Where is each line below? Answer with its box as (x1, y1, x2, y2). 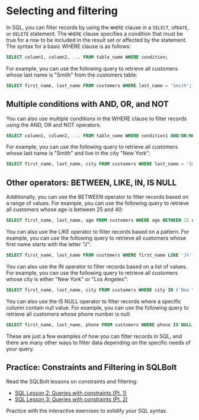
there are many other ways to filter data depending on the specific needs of (6, 339, 191, 346)
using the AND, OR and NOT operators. (6, 121, 102, 128)
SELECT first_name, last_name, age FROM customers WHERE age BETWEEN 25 (6, 218, 190, 224)
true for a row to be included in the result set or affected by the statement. (6, 36, 187, 43)
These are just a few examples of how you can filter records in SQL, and (6, 332, 182, 339)
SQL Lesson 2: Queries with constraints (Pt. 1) (14, 390, 127, 397)
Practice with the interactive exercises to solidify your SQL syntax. (6, 408, 168, 415)
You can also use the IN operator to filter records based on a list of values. (6, 263, 188, 270)
